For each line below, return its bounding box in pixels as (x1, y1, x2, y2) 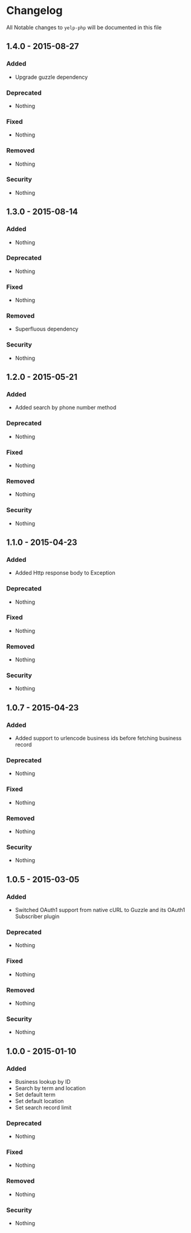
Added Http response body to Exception (15, 569, 116, 576)
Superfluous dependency (15, 325, 79, 333)
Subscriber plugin (15, 913, 60, 920)
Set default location (15, 1097, 64, 1104)
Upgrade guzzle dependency (15, 73, 88, 81)
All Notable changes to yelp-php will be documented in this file (6, 24, 162, 31)
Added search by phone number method (15, 404, 117, 411)
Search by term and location (15, 1084, 86, 1092)
